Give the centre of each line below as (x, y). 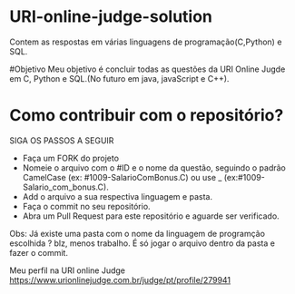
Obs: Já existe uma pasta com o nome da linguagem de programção (138, 233)
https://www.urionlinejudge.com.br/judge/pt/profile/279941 (120, 279)
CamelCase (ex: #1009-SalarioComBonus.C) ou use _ (122, 177)
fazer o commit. (39, 252)
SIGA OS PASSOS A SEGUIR (62, 140)
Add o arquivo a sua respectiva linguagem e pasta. (118, 196)
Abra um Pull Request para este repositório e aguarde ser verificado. (151, 216)
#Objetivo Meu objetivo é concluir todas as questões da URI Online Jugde (147, 69)
